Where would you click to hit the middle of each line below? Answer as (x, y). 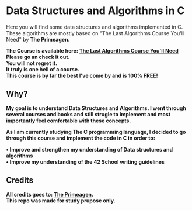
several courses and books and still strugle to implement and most (88, 114)
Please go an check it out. (38, 57)
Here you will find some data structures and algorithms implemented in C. (95, 27)
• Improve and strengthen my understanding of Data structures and (90, 149)
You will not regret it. (32, 63)
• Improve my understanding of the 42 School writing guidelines (85, 161)
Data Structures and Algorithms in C (95, 11)
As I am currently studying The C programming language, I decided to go (96, 132)
